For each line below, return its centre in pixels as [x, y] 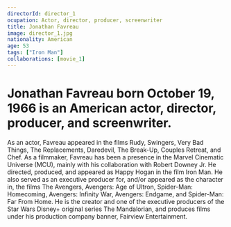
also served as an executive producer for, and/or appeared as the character [115, 179]
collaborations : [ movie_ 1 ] [46, 59]
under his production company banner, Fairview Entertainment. [97, 216]
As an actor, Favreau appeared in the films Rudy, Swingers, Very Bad [105, 142]
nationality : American [40, 40]
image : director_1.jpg [40, 33]
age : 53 [18, 46]
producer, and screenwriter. [89, 123]
